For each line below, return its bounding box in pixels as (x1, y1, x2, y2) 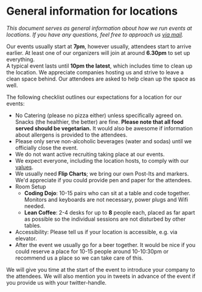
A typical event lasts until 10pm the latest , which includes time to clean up (6, 62, 193, 69)
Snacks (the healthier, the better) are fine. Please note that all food (15, 118, 184, 126)
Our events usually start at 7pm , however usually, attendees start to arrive (6, 43, 192, 50)
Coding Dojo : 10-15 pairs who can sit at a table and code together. (24, 189, 190, 196)
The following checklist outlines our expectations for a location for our (6, 93, 183, 101)
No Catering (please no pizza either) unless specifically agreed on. (15, 112, 183, 119)
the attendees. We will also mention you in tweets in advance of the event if (6, 272, 196, 280)
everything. (6, 55, 35, 63)
